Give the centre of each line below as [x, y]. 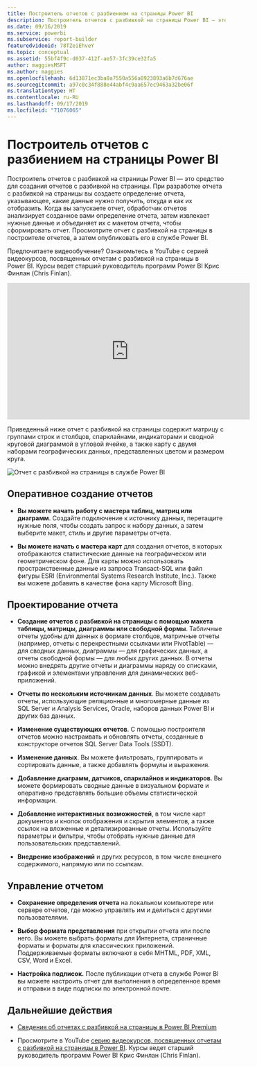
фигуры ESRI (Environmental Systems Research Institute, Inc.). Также [117, 576]
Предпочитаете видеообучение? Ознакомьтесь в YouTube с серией [108, 251]
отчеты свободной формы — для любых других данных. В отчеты [115, 658]
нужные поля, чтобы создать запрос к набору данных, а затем [110, 525]
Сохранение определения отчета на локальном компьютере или [115, 903]
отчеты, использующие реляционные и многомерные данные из [113, 701]
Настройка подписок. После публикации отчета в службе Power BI [118, 974]
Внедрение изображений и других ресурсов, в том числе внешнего [119, 857]
